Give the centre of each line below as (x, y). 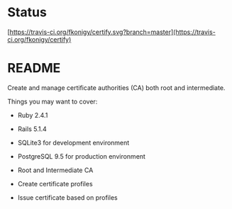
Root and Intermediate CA (55, 170)
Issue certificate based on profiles (68, 197)
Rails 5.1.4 (32, 129)
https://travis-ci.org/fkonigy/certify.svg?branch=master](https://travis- (113, 32)
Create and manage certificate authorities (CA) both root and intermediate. (116, 87)
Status (27, 12)
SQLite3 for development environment (73, 142)
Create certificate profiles (55, 183)
